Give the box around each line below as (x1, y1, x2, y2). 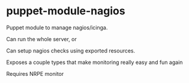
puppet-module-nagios (6, 4, 125, 18)
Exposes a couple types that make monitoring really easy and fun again (6, 59, 183, 66)
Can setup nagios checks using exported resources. (6, 47, 136, 54)
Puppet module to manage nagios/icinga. (6, 24, 108, 31)
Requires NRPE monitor (6, 70, 64, 77)
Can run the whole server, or (6, 35, 77, 42)
